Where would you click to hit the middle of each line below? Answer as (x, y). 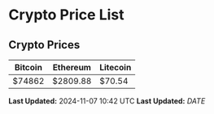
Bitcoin (28, 68)
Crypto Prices (44, 45)
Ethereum (72, 68)
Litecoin (115, 68)
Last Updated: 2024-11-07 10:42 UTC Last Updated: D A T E (107, 101)
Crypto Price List (66, 15)
